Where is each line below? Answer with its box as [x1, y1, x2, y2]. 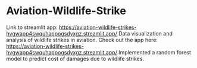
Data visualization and [118, 30, 173, 37]
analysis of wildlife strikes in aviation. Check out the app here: [6, 36, 158, 43]
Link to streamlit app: [6, 24, 58, 31]
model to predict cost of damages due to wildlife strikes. [6, 55, 145, 62]
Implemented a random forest [118, 48, 192, 56]
